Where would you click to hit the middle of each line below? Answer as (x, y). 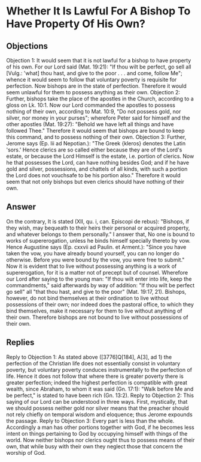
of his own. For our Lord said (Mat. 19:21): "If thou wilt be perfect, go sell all (99, 67)
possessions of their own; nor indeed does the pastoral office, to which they (100, 304)
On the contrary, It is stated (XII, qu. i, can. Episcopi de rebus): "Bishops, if (98, 221)
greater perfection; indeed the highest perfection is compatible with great (97, 382)
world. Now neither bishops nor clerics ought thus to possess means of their (100, 440)
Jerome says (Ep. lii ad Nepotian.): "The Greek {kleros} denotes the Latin (96, 143)
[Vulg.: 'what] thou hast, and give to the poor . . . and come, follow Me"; (94, 73)
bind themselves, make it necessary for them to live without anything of (94, 311)
